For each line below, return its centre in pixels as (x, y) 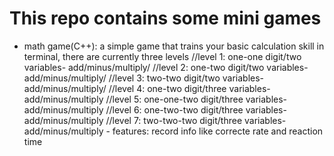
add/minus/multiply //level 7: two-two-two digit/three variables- (155, 120)
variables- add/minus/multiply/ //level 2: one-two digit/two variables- (166, 67)
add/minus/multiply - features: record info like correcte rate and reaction (173, 131)
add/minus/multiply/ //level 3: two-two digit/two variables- (144, 78)
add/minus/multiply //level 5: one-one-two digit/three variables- (155, 99)
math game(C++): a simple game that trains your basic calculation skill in (174, 46)
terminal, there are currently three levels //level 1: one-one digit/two (162, 56)
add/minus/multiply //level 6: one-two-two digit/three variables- (155, 109)
